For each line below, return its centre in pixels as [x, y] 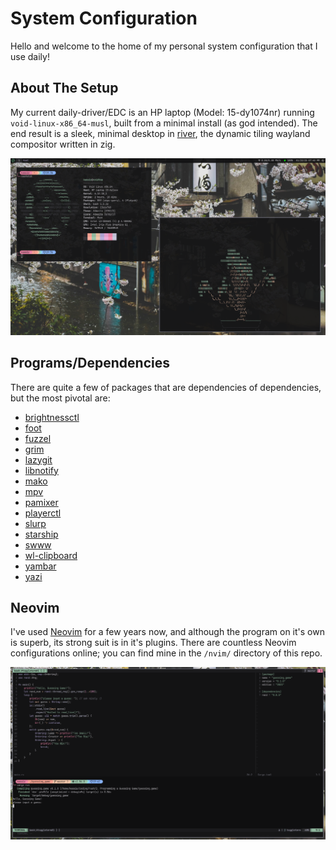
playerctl [43, 513]
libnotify [41, 470]
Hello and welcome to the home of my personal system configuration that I [164, 46]
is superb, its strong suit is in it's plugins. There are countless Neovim [153, 643]
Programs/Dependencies [90, 363]
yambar [40, 566]
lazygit [38, 459]
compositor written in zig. [63, 144]
